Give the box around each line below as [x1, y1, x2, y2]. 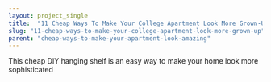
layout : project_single [8, 11, 89, 20]
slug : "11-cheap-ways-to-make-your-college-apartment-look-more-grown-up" [8, 27, 265, 35]
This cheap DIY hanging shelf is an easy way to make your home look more [8, 56, 259, 66]
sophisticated [8, 65, 54, 75]
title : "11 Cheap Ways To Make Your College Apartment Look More [8, 19, 236, 27]
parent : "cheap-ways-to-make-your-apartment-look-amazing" [8, 34, 211, 43]
